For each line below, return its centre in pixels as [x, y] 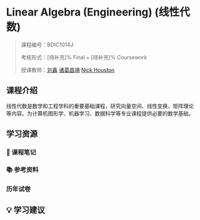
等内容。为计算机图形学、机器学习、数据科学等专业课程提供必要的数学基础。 [100, 113]
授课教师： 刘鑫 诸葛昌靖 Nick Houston [68, 70]
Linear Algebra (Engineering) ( [82, 12]
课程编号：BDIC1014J [47, 45]
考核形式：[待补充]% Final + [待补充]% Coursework [84, 57]
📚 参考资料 [22, 169]
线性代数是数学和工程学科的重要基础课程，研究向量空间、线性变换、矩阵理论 [100, 106]
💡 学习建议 [26, 210]
